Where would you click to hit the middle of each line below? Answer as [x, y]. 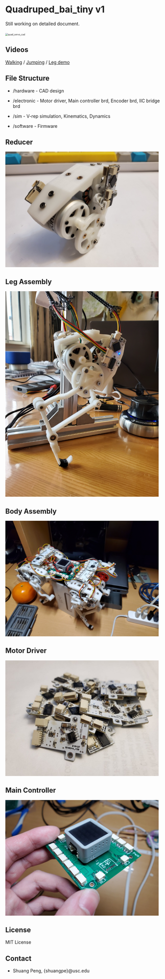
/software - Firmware [35, 126]
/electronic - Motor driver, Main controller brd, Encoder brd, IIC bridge [86, 101]
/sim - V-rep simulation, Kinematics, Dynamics [62, 116]
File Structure [27, 78]
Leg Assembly [29, 282]
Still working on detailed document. [43, 24]
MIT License [18, 942]
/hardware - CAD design [38, 90]
